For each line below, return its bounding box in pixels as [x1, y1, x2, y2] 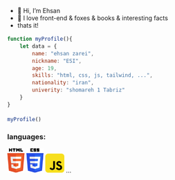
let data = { [19, 42, 57, 50]
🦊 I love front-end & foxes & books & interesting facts [17, 14, 168, 22]
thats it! [17, 21, 39, 29]
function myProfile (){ [7, 35, 73, 42]
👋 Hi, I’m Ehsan [17, 7, 61, 15]
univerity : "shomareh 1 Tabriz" [32, 87, 126, 93]
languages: [7, 132, 46, 142]
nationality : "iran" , [32, 80, 95, 87]
